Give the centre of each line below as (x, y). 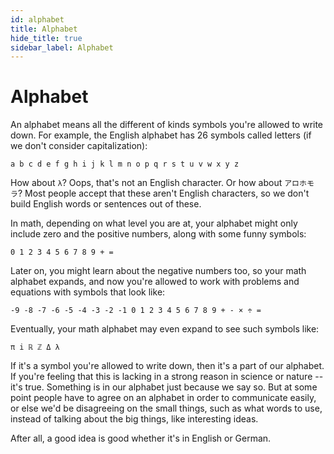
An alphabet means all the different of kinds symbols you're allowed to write (167, 125)
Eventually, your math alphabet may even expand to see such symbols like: (165, 329)
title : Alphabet (44, 29)
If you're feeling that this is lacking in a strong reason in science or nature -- (167, 377)
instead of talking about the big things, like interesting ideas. (134, 419)
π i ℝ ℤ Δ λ (35, 347)
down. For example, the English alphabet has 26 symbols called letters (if (161, 135)
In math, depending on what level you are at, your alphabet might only (154, 223)
